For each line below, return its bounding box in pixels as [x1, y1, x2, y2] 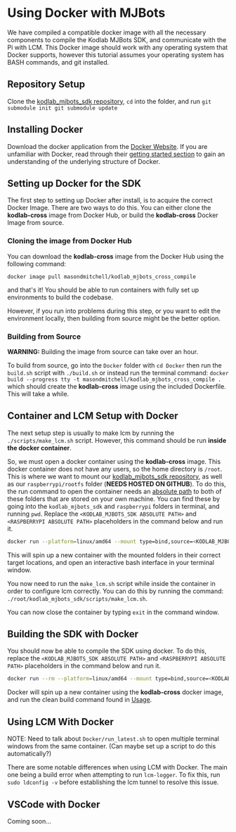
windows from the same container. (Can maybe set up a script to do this [7, 742, 216, 750]
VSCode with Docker [7, 798, 100, 810]
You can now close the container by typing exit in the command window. [7, 608, 220, 616]
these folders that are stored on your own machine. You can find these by [7, 494, 220, 503]
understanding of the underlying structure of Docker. [7, 157, 160, 166]
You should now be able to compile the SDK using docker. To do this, [7, 646, 207, 655]
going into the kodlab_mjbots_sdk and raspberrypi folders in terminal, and [7, 502, 220, 510]
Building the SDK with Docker [7, 628, 139, 640]
